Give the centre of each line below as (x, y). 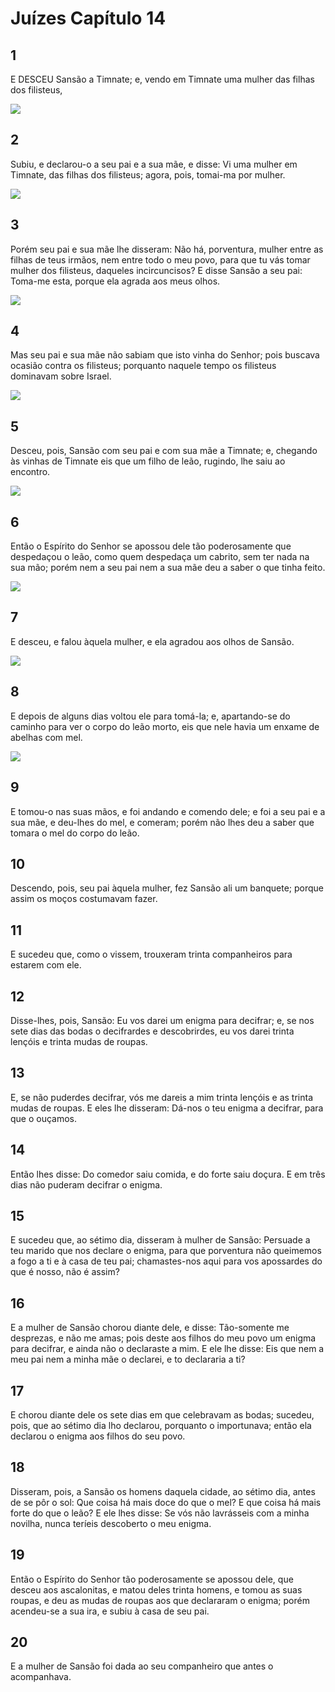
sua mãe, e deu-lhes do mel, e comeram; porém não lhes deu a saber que (162, 822)
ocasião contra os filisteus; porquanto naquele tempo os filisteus (143, 366)
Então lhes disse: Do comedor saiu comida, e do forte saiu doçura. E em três (168, 1174)
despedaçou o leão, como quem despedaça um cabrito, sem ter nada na (160, 557)
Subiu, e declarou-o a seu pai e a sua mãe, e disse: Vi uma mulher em (154, 164)
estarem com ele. (46, 965)
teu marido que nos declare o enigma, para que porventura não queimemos (166, 1251)
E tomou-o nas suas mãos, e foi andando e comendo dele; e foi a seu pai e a (168, 811)
